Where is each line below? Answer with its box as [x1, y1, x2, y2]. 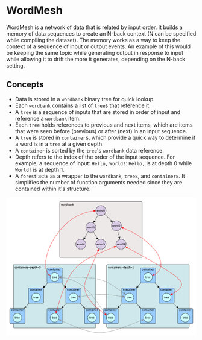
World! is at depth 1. [14, 166, 65, 173]
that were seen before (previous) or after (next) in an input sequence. [14, 127, 188, 134]
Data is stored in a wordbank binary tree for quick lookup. [14, 95, 155, 102]
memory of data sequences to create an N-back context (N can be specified [6, 30, 197, 37]
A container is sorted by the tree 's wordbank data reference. [14, 146, 165, 154]
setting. [6, 61, 25, 69]
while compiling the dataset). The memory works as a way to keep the [6, 36, 181, 43]
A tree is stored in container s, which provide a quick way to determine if [14, 134, 196, 141]
